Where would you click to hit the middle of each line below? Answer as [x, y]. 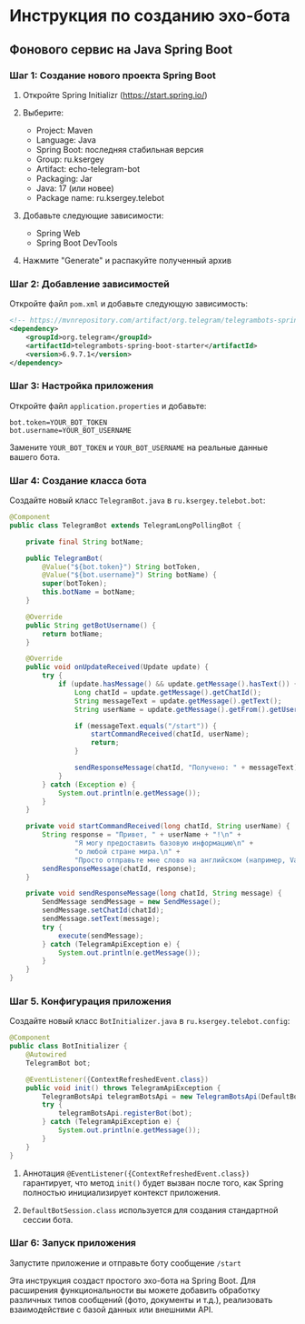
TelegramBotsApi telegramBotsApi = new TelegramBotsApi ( [152, 1097]
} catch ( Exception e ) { [89, 784]
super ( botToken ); [74, 584]
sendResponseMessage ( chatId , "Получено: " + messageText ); [188, 768]
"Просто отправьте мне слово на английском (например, [180, 860]
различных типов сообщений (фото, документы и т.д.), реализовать [141, 1299]
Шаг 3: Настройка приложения [82, 386]
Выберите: [43, 112]
